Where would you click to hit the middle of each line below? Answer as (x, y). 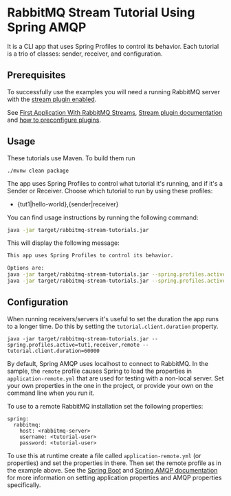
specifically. (24, 485)
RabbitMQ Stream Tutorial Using (101, 13)
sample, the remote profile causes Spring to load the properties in (100, 371)
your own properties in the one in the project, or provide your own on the (110, 385)
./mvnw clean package (38, 171)
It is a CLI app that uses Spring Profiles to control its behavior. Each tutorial (113, 46)
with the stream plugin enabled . (52, 99)
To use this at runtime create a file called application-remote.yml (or (104, 455)
